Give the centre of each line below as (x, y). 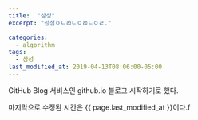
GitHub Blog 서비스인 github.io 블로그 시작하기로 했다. (93, 90)
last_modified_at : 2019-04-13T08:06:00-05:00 (85, 67)
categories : (28, 37)
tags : (17, 52)
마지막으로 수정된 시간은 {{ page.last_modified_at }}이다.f (99, 107)
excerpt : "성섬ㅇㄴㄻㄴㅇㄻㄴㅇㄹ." (60, 23)
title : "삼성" (32, 15)
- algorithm (36, 45)
